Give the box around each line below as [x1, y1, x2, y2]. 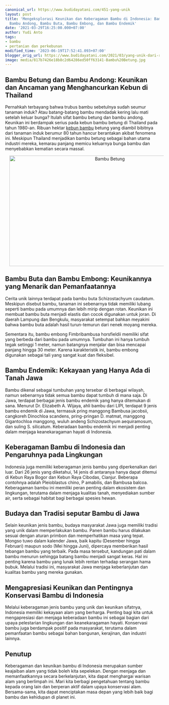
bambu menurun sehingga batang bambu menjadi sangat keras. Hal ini [5, 554, 148, 560]
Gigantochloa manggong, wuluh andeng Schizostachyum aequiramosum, [5, 418, 153, 424]
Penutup [5, 649, 32, 658]
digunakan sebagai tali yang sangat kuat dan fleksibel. [5, 352, 115, 358]
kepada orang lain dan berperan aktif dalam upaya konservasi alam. [5, 683, 142, 689]
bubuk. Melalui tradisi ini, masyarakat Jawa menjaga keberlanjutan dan [5, 564, 148, 570]
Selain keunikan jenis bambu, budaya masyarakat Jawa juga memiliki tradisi [5, 522, 158, 528]
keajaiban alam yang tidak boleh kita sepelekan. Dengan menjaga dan [5, 668, 146, 674]
